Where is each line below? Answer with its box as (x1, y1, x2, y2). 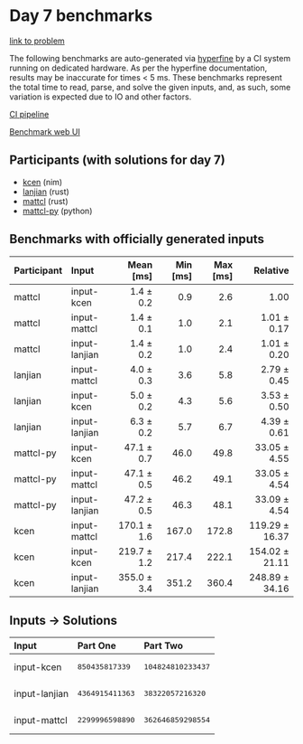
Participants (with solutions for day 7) (9, 153, 225, 168)
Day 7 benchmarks (9, 5, 153, 26)
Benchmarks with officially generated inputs (9, 231, 264, 247)
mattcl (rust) (22, 195, 69, 206)
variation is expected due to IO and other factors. (9, 91, 192, 102)
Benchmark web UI (9, 126, 81, 137)
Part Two (143, 639, 183, 652)
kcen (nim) (22, 176, 63, 187)
